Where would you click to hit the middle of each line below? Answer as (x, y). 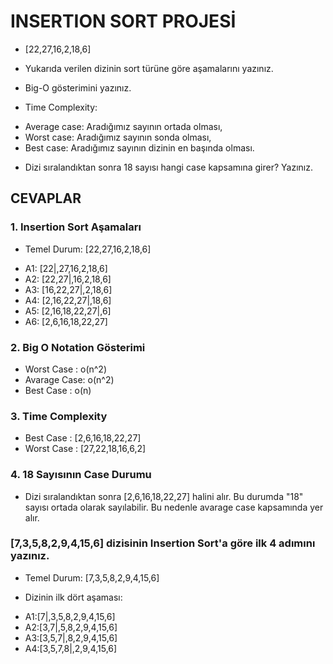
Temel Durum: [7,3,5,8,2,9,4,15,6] (92, 577)
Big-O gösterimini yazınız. (78, 87)
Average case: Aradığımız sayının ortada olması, (123, 126)
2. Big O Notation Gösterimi (78, 347)
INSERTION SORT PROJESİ (123, 21)
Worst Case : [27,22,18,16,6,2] (85, 449)
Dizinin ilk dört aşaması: (73, 597)
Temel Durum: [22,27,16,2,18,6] (88, 249)
